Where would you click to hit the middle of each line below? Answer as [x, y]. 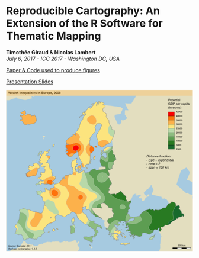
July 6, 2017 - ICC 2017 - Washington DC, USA [63, 59]
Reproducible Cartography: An [83, 11]
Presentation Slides [30, 82]
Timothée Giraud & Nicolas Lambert [51, 52]
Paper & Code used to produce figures [53, 70]
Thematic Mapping [54, 36]
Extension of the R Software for [84, 23]
